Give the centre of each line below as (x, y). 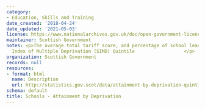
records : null (24, 62)
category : (19, 12)
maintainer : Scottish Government (49, 40)
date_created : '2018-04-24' (42, 23)
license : (17, 35)
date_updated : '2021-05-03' (42, 29)
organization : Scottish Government (52, 57)
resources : (20, 68)
